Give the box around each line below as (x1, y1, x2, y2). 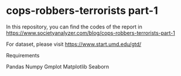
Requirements (6, 52, 40, 59)
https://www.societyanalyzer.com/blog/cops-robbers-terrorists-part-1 (6, 29, 176, 36)
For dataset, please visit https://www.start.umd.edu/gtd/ (6, 41, 142, 48)
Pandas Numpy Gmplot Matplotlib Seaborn (6, 63, 110, 70)
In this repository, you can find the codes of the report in (6, 23, 142, 30)
